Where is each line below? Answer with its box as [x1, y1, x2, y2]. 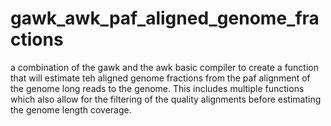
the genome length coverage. [10, 103, 132, 116]
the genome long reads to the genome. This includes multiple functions [10, 82, 305, 94]
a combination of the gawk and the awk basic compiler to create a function [10, 61, 320, 73]
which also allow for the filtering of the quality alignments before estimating [10, 93, 322, 105]
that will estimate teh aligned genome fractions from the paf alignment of [10, 72, 311, 84]
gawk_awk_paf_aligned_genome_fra [10, 7, 320, 30]
